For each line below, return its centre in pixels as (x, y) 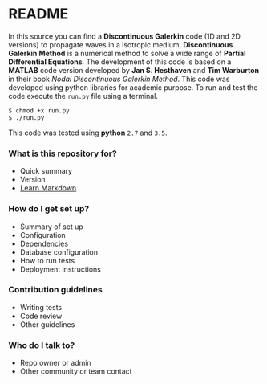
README (38, 14)
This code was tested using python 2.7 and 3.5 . (88, 133)
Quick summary (46, 171)
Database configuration (59, 252)
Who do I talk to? (42, 345)
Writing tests (41, 307)
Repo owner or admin (55, 363)
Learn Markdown (48, 188)
